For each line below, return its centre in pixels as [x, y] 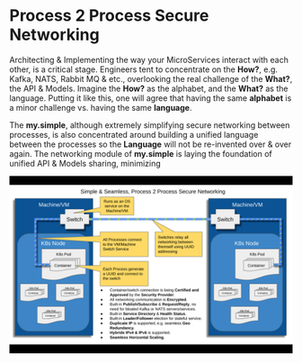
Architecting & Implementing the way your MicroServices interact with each [149, 59]
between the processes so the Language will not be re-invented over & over [151, 144]
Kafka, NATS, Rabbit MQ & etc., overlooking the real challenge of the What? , [151, 78]
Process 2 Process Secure [109, 16]
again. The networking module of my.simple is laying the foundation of [141, 153]
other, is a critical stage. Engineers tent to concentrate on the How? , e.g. [144, 69]
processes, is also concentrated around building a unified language [134, 134]
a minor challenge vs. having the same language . [101, 107]
